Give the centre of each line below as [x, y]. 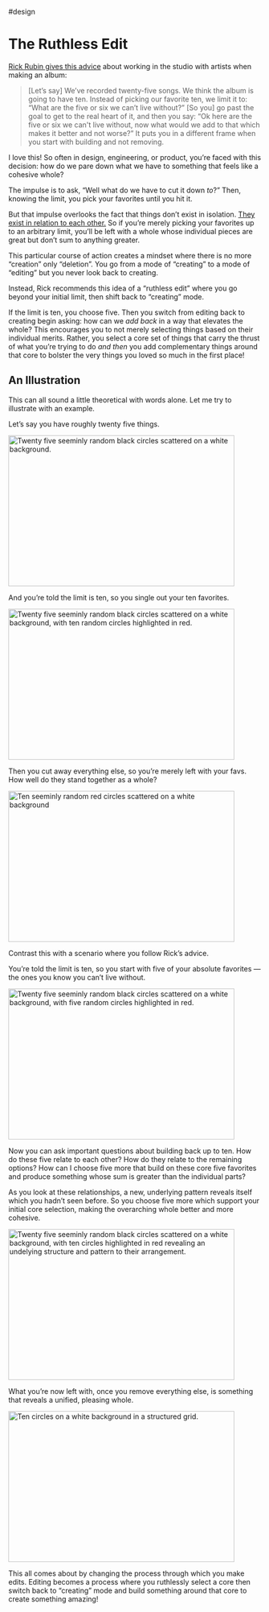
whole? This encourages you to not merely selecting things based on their [131, 329]
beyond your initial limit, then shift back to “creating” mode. [106, 296]
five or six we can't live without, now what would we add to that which [144, 125]
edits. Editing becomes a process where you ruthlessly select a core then [130, 1581]
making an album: [38, 75]
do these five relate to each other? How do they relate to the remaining [125, 1159]
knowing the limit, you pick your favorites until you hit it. [100, 198]
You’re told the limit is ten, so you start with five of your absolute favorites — [134, 968]
